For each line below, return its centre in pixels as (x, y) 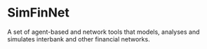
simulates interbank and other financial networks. (79, 39)
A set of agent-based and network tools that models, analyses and (103, 32)
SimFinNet (39, 13)
